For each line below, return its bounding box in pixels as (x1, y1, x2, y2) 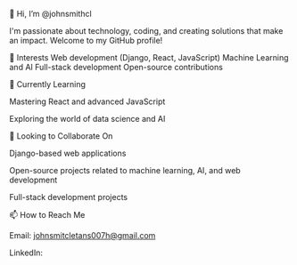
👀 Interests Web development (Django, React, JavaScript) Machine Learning (9, 52, 289, 62)
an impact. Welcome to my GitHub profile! (9, 36, 163, 45)
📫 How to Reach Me (9, 210, 86, 220)
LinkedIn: (9, 247, 43, 258)
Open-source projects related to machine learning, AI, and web (9, 165, 241, 175)
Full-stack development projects (9, 192, 128, 202)
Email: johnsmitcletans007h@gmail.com (9, 230, 156, 240)
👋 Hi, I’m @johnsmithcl (9, 9, 92, 19)
